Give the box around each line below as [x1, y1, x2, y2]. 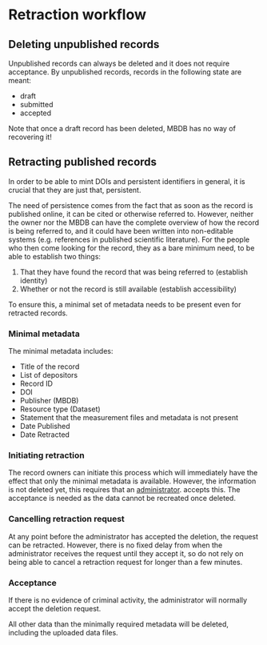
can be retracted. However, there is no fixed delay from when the [8, 540, 223, 550]
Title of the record [19, 362, 80, 371]
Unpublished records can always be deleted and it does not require [8, 58, 230, 68]
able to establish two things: [8, 251, 102, 261]
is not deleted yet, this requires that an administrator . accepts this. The [8, 485, 241, 495]
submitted [19, 100, 54, 109]
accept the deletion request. [8, 604, 102, 613]
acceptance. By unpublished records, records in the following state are [8, 67, 242, 77]
